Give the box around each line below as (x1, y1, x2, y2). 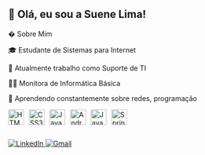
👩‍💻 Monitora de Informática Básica (8, 78, 121, 88)
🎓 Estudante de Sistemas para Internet (8, 45, 136, 55)
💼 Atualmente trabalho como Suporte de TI (8, 63, 147, 73)
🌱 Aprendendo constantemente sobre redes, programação (8, 93, 198, 103)
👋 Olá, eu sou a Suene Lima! (8, 8, 147, 21)
